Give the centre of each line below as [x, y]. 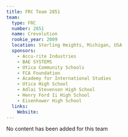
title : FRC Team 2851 [33, 12]
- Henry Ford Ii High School [53, 95]
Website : [28, 112]
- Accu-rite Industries [47, 56]
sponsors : [24, 51]
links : [20, 106]
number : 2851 [28, 28]
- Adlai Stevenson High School [56, 90]
